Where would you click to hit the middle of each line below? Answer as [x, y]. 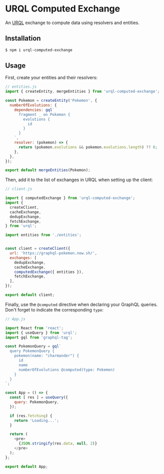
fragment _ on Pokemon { [44, 114]
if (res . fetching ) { [31, 416]
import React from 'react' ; [34, 328]
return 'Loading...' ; [36, 420]
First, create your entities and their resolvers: [51, 78]
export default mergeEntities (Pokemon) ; [48, 170]
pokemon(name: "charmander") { [47, 356]
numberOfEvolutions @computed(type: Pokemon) [66, 370]
